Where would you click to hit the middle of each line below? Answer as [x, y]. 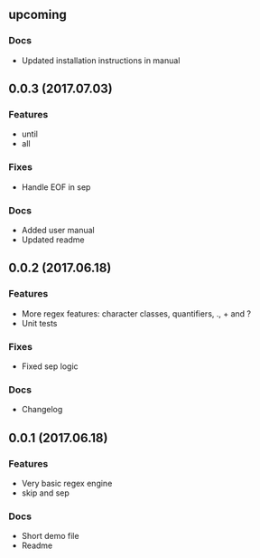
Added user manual [58, 230]
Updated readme [53, 240]
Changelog [42, 410]
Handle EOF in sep [56, 187]
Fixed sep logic [50, 366]
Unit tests [39, 323]
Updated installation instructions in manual [101, 60]
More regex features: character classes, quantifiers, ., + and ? [136, 313]
